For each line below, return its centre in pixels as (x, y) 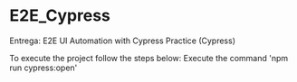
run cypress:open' (43, 68)
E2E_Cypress (60, 16)
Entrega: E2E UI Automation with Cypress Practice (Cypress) (123, 41)
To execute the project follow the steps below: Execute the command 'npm (149, 58)
